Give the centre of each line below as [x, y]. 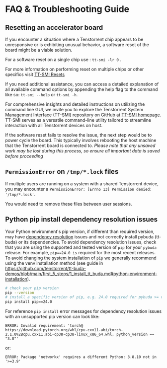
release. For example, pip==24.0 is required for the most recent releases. [81, 252]
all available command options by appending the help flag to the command [82, 89]
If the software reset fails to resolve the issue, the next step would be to [79, 135]
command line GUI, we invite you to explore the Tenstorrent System [74, 110]
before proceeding [24, 156]
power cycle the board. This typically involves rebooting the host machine [81, 140]
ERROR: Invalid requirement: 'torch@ [44, 326]
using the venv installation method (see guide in [54, 263]
